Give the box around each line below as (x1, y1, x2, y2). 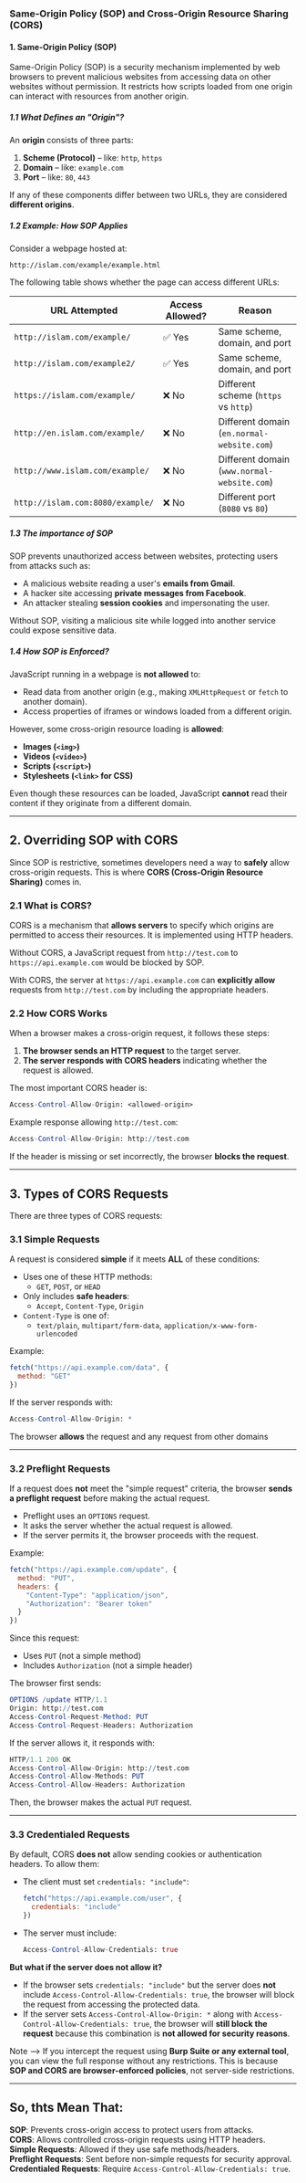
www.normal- (221, 467, 274, 477)
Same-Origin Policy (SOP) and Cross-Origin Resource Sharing (9, 7, 289, 20)
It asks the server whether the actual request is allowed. (22, 1520, 234, 1531)
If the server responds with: (9, 1396, 114, 1408)
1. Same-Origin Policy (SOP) (9, 41, 117, 52)
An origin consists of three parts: (9, 135, 134, 146)
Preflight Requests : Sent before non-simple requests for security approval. (9, 2153, 292, 2164)
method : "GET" (17, 1372, 71, 1381)
